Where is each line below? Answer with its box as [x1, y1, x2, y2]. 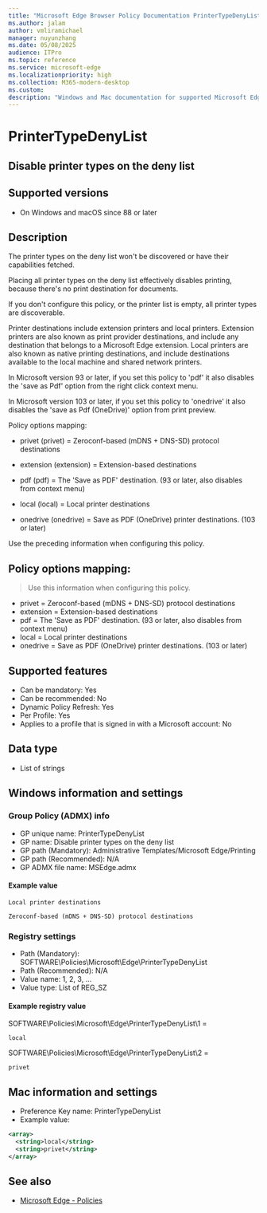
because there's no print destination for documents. [8, 284, 179, 293]
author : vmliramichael [8, 26, 83, 34]
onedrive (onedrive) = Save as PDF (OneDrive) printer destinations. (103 [19, 515, 256, 525]
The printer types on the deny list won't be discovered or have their [8, 252, 229, 262]
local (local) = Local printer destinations [19, 499, 150, 509]
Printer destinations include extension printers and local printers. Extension [8, 324, 254, 333]
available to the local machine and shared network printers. [8, 357, 203, 367]
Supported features [8, 664, 108, 678]
